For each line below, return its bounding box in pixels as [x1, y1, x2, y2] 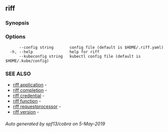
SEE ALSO [5, 70, 31, 77]
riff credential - [12, 92, 45, 99]
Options [5, 33, 26, 40]
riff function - [12, 98, 41, 104]
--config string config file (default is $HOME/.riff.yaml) [18, 45, 164, 50]
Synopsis [5, 19, 29, 27]
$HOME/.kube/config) [5, 58, 50, 63]
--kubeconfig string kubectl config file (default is [18, 54, 141, 59]
